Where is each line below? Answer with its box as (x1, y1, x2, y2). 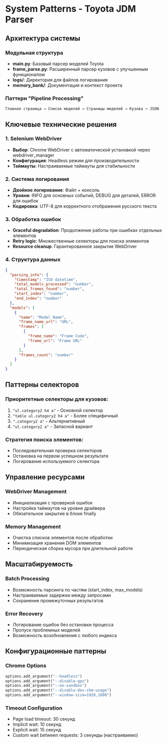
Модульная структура (5, 49, 64, 56)
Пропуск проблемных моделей (12, 627, 81, 633)
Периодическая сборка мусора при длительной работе (12, 545, 133, 551)
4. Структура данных (5, 256, 61, 263)
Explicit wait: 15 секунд (12, 727, 62, 733)
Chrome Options (5, 662, 46, 669)
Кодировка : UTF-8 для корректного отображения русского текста (12, 203, 157, 209)
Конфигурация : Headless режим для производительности (12, 158, 140, 164)
